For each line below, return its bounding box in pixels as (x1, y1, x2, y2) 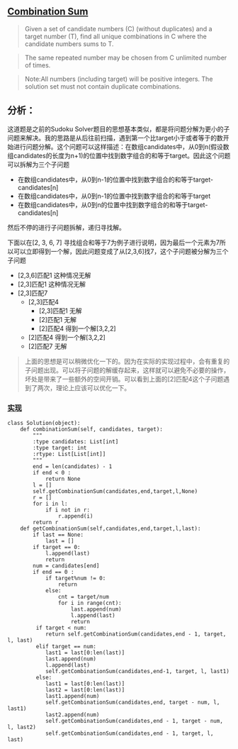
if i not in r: (45, 506, 91, 514)
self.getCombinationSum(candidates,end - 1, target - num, (45, 717, 223, 724)
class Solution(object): (7, 419, 81, 426)
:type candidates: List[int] (33, 438, 119, 445)
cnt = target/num (57, 593, 110, 600)
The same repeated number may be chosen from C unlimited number (24, 53, 227, 62)
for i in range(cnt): (57, 599, 122, 606)
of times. (24, 60, 51, 70)
